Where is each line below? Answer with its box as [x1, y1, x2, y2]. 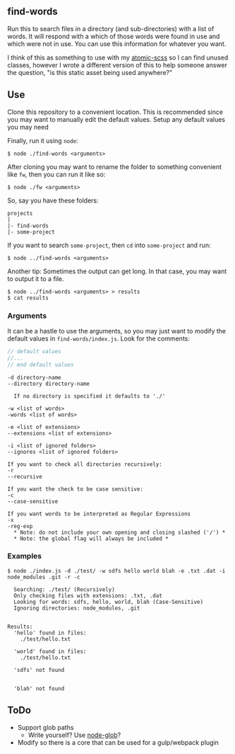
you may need [7, 122, 49, 131]
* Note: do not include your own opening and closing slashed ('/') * [13, 529, 226, 536]
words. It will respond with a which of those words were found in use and [7, 32, 220, 40]
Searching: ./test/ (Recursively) [13, 586, 115, 593]
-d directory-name [7, 374, 61, 381]
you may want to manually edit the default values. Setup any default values [7, 115, 226, 123]
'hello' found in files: [13, 629, 87, 636]
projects [7, 210, 33, 217]
